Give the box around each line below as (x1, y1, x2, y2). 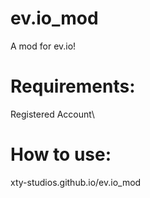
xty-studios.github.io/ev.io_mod (10, 176, 142, 188)
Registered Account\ (10, 108, 95, 120)
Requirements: (10, 75, 136, 98)
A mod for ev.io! (10, 40, 77, 52)
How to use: (10, 143, 112, 166)
